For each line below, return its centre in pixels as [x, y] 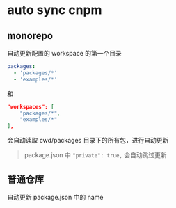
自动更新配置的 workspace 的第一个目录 [64, 53]
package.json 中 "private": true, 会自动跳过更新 [95, 155]
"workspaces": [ [31, 106]
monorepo [30, 36]
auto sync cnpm [55, 10]
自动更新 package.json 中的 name [55, 197]
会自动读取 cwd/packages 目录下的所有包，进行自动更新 [88, 141]
